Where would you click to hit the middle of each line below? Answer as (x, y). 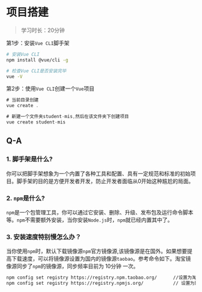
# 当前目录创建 (23, 100)
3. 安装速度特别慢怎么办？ (44, 237)
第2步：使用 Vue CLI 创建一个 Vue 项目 (50, 89)
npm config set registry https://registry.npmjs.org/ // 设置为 (100, 284)
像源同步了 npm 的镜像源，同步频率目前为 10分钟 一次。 (72, 266)
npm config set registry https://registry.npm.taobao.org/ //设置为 (99, 278)
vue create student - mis (36, 122)
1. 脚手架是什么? (29, 159)
